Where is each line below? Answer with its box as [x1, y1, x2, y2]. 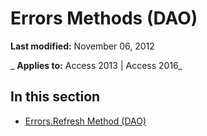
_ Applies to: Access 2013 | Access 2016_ [10, 59, 183, 71]
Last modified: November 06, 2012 [10, 40, 155, 52]
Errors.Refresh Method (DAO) [24, 115, 147, 127]
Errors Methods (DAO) [10, 7, 198, 30]
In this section [10, 88, 101, 106]
